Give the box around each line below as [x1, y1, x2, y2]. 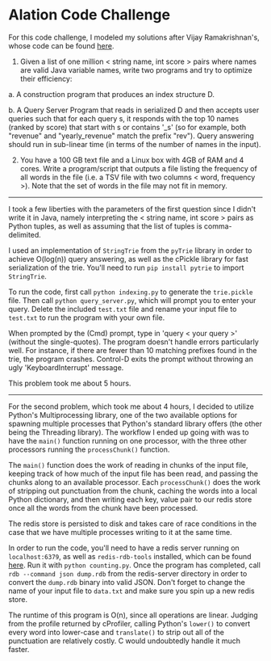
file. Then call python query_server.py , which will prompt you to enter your [8, 295, 256, 305]
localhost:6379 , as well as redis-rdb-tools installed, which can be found [8, 551, 252, 561]
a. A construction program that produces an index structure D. [8, 89, 215, 99]
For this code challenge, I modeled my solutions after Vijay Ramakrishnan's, [8, 32, 260, 42]
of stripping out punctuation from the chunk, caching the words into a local [8, 486, 257, 495]
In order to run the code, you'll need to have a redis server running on [8, 543, 240, 553]
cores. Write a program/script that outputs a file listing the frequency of [19, 163, 258, 173]
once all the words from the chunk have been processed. [8, 503, 198, 512]
